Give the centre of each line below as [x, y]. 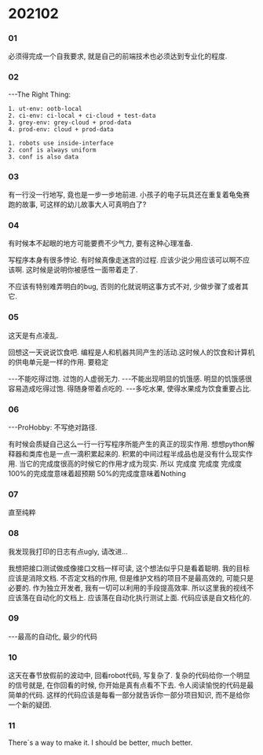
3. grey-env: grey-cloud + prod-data [70, 123]
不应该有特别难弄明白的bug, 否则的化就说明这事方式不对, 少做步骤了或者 [125, 287]
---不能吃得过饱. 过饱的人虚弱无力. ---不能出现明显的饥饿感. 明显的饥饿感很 [130, 379]
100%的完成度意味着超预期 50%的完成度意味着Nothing [97, 473]
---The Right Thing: [40, 94]
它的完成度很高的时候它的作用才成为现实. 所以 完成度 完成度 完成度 [133, 464]
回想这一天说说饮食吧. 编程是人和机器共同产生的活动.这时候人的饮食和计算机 [131, 352]
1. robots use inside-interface [61, 143]
